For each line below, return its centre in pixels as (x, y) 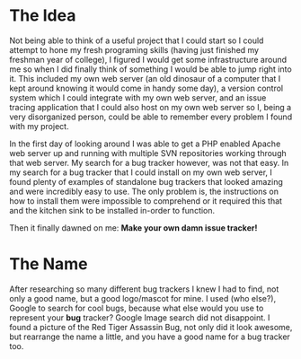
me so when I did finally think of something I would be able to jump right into (150, 69)
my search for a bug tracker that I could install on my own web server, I (141, 172)
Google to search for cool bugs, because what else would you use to (137, 308)
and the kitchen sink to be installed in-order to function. (112, 210)
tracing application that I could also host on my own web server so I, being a (150, 107)
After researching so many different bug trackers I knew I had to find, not (144, 289)
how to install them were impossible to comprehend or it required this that (146, 201)
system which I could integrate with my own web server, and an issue (138, 97)
